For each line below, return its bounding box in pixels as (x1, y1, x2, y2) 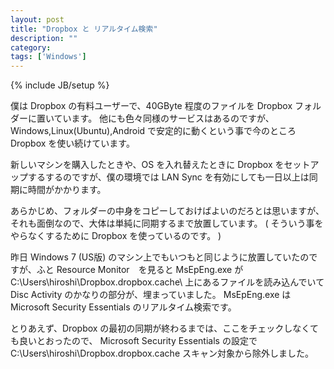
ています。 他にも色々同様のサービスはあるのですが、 (53, 112, 275, 125)
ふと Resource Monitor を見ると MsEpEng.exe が (36, 264, 244, 276)
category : (10, 42, 52, 53)
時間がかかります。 (27, 184, 107, 196)
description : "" (10, 33, 78, 43)
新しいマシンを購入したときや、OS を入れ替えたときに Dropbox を (10, 159, 285, 171)
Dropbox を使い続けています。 (10, 137, 135, 150)
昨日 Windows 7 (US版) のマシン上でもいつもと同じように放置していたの (10, 251, 310, 263)
